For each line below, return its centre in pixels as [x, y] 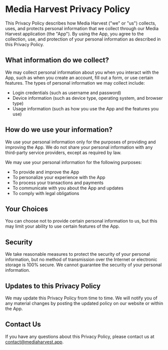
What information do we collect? [57, 60]
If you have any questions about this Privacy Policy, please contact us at [80, 336]
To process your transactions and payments [58, 183]
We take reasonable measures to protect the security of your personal [78, 254]
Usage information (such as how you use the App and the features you [86, 108]
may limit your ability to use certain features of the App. [63, 226]
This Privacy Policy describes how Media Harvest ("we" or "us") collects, [81, 23]
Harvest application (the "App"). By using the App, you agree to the [74, 34]
